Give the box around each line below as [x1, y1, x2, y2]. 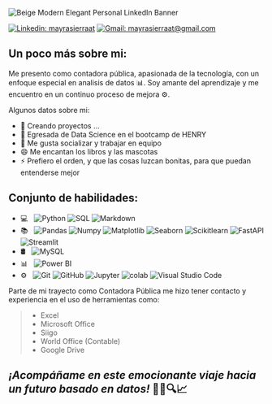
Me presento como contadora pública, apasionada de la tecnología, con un [8, 68, 260, 78]
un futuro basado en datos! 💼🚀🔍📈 [8, 382, 188, 396]
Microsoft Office [40, 319, 96, 328]
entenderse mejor [19, 167, 80, 177]
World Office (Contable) [40, 336, 121, 345]
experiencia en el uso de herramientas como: [8, 294, 160, 304]
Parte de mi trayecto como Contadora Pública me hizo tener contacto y [8, 285, 247, 296]
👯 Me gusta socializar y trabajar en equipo [19, 138, 162, 148]
